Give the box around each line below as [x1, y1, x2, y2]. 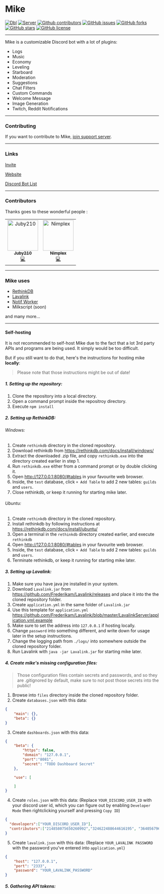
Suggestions [12, 79, 38, 85]
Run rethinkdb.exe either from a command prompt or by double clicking [12, 463, 157, 469]
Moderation [12, 74, 36, 80]
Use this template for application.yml [12, 607, 89, 613]
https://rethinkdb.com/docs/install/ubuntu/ [12, 526, 98, 532]
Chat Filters [12, 85, 36, 91]
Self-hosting [5, 329, 31, 335]
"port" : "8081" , [22, 757, 54, 762]
